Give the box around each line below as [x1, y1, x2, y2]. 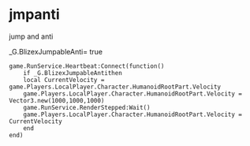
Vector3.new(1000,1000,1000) [9, 96, 105, 104]
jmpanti [9, 6, 60, 24]
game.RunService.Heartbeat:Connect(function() [9, 62, 165, 70]
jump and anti [9, 32, 54, 41]
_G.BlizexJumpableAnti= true [9, 47, 103, 56]
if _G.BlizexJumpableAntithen [23, 69, 123, 77]
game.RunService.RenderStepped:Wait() [23, 103, 151, 111]
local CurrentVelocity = [23, 76, 105, 84]
